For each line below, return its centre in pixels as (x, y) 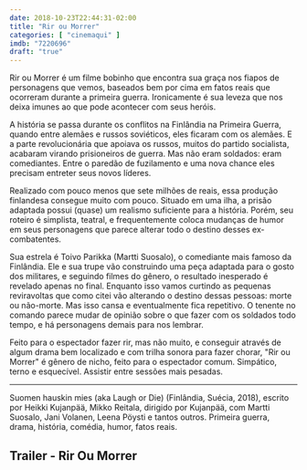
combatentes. (36, 239)
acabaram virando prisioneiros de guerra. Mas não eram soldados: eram (146, 154)
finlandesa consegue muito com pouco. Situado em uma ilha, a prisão (141, 201)
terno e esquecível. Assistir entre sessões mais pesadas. (116, 371)
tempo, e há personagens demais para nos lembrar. (106, 325)
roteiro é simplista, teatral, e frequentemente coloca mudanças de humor (147, 220)
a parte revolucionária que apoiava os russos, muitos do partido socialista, (149, 144)
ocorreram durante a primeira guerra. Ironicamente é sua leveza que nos (146, 98)
